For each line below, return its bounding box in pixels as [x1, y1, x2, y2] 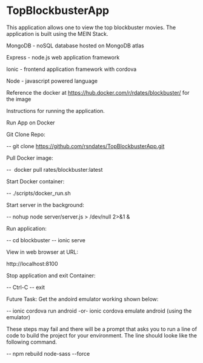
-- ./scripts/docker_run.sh [6, 189, 71, 197]
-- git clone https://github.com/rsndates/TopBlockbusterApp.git [6, 142, 165, 149]
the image [6, 95, 32, 103]
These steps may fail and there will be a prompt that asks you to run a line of [6, 325, 198, 333]
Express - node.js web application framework [6, 53, 120, 61]
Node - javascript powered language [6, 77, 98, 84]
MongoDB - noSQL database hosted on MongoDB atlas [6, 42, 144, 49]
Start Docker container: [6, 177, 65, 185]
